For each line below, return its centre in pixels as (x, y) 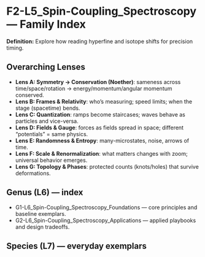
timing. (15, 48)
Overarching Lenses (46, 67)
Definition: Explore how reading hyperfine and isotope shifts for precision (100, 41)
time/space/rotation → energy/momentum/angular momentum (94, 88)
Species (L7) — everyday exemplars (77, 246)
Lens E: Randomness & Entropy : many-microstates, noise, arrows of (102, 140)
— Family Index (46, 24)
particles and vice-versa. (47, 121)
